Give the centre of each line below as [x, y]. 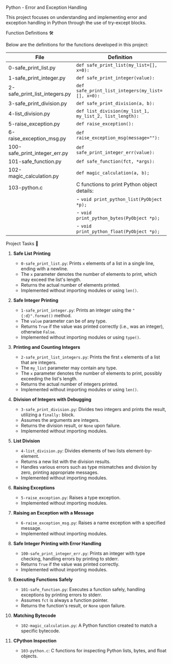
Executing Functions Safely [43, 579]
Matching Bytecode [34, 616]
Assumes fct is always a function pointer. [65, 600]
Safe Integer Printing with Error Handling [57, 543]
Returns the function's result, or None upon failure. [73, 606]
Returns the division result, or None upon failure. [71, 426]
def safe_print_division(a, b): [116, 103]
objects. [29, 656]
